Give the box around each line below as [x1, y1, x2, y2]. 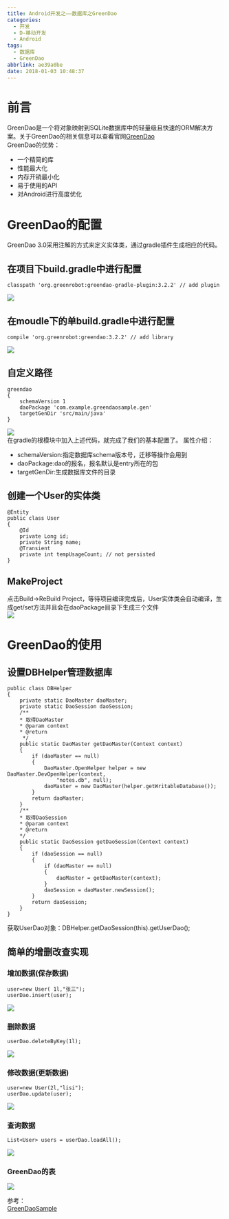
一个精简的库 [17, 156, 54, 164]
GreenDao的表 [7, 1167, 56, 1176]
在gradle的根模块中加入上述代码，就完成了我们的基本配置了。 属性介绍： [7, 436, 214, 444]
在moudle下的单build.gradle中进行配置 [7, 315, 175, 327]
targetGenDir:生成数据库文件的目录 [17, 467, 116, 476]
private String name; [19, 538, 81, 545]
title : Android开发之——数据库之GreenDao [7, 10, 118, 17]
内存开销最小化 [17, 173, 60, 181]
